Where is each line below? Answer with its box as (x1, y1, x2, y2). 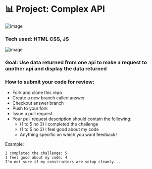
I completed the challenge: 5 (5, 151, 68, 156)
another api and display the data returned (5, 65, 107, 72)
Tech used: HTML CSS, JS (5, 35, 69, 42)
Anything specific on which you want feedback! (19, 131, 117, 138)
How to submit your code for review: (5, 79, 95, 85)
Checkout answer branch (12, 100, 64, 106)
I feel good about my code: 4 (5, 155, 68, 160)
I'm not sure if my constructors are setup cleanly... (5, 160, 121, 165)
